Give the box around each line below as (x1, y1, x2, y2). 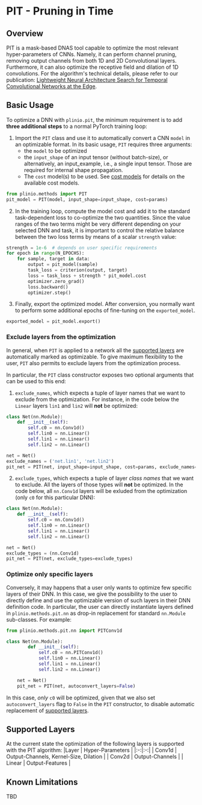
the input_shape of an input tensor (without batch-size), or (23, 153, 168, 161)
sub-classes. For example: (6, 616, 72, 623)
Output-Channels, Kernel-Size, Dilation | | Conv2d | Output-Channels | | (6, 753, 183, 760)
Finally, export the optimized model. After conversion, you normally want (14, 301, 195, 308)
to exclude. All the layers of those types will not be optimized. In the (14, 481, 183, 488)
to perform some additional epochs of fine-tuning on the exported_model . (14, 307, 195, 314)
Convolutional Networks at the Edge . (6, 83, 97, 90)
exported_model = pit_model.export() (6, 319, 101, 325)
